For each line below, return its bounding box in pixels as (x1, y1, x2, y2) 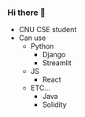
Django (42, 50, 66, 60)
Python (30, 42, 54, 51)
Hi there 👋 (7, 7, 46, 18)
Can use (18, 33, 46, 42)
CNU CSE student (18, 25, 77, 35)
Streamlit (42, 58, 72, 68)
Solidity (42, 100, 68, 109)
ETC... (30, 83, 50, 93)
